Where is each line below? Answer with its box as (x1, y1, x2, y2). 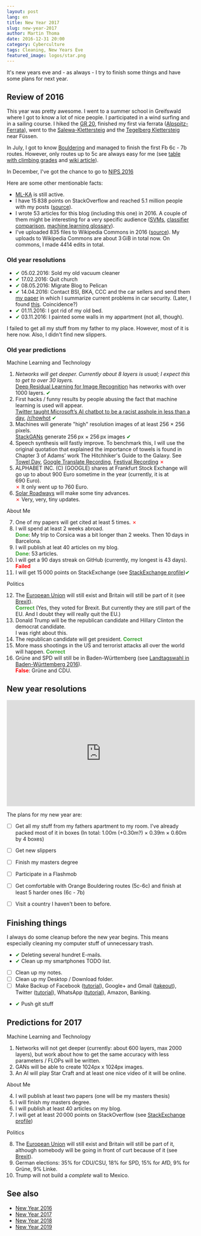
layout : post (6, 8, 39, 15)
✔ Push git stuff (15, 1001, 53, 1008)
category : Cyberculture (6, 42, 65, 48)
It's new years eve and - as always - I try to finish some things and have (6, 68, 181, 76)
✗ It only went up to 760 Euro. (15, 483, 89, 490)
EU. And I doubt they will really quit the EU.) (15, 611, 121, 618)
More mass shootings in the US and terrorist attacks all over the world (15, 642, 185, 649)
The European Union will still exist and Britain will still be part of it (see (15, 592, 186, 599)
